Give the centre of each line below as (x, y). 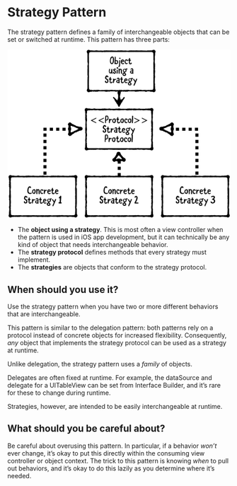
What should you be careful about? (86, 429)
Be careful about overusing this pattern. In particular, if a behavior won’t (112, 446)
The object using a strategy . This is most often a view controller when (120, 230)
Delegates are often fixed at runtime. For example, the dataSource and (110, 378)
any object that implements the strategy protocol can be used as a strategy (117, 343)
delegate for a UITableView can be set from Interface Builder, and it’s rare (114, 386)
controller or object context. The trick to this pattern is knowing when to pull (118, 461)
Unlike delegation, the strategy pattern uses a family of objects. (100, 364)
